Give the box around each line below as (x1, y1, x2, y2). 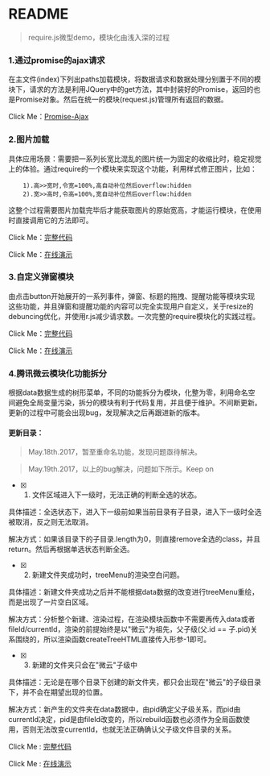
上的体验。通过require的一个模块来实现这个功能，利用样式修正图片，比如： (8, 164, 257, 173)
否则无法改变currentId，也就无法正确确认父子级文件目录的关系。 (22, 724, 236, 734)
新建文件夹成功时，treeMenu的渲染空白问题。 (31, 570, 184, 580)
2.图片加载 (8, 134, 50, 145)
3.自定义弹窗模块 (8, 272, 75, 283)
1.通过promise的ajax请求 (8, 54, 106, 65)
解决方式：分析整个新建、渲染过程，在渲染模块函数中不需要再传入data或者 (8, 614, 256, 625)
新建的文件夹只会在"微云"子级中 (31, 660, 138, 670)
